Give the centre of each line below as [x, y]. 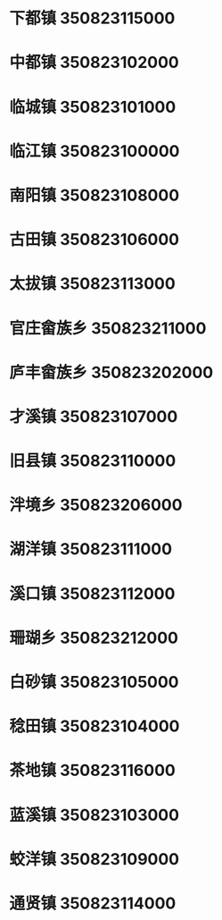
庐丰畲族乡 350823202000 [111, 372]
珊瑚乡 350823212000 [94, 638]
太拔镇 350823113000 [92, 284]
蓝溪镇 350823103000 [95, 815]
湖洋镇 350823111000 [90, 549]
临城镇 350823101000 [93, 107]
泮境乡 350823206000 [96, 505]
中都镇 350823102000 [95, 63]
